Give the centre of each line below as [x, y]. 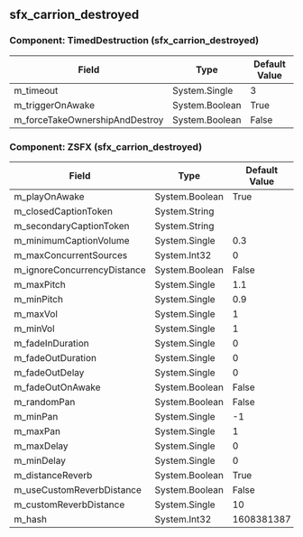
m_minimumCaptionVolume [72, 240]
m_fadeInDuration [52, 343]
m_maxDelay [41, 446]
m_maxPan [37, 431]
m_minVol [35, 329]
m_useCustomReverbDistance [78, 489]
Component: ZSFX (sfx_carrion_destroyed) [106, 146]
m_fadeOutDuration [55, 357]
